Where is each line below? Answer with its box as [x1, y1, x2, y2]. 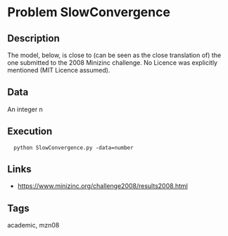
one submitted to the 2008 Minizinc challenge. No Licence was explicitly [7, 58, 218, 67]
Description [7, 32, 60, 44]
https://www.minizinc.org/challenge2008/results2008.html [17, 182, 188, 190]
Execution [7, 125, 53, 137]
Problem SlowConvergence [7, 4, 171, 20]
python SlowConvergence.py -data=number [13, 144, 134, 151]
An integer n [7, 105, 44, 113]
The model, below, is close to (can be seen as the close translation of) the [7, 51, 222, 59]
